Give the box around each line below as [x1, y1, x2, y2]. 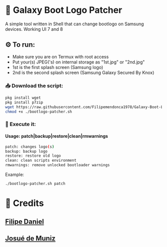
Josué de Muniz [5, 234, 56, 243]
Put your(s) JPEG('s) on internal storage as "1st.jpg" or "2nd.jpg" [12, 59, 145, 65]
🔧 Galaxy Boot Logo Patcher [5, 4, 123, 16]
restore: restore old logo [5, 153, 61, 158]
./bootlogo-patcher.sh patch [5, 181, 66, 186]
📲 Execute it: [5, 121, 36, 128]
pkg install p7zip [5, 100, 43, 105]
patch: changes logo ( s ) [5, 144, 55, 149]
